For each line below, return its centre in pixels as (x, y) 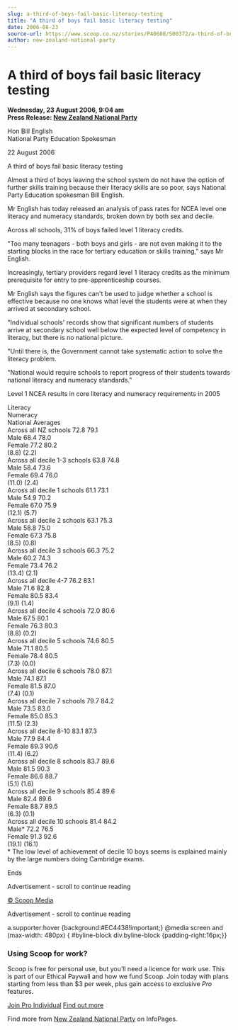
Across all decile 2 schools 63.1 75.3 (60, 521)
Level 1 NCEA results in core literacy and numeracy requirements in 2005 (114, 394)
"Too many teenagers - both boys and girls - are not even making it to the (115, 244)
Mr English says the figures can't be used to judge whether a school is (110, 294)
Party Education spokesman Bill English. (66, 195)
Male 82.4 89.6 (29, 799)
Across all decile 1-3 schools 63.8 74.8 (64, 460)
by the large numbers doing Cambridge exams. (76, 859)
